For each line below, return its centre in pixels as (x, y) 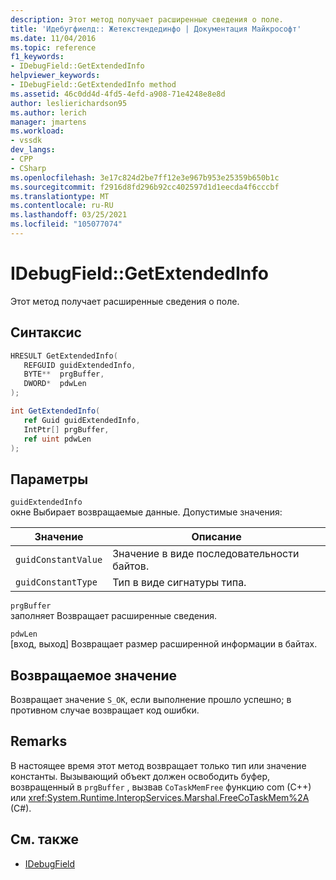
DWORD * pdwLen (55, 384)
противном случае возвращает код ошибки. (105, 710)
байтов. (131, 566)
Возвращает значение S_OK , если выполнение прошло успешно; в (151, 699)
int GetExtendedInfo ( (55, 411)
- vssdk (26, 141)
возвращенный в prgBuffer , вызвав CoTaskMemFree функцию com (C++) (161, 787)
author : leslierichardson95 (69, 103)
